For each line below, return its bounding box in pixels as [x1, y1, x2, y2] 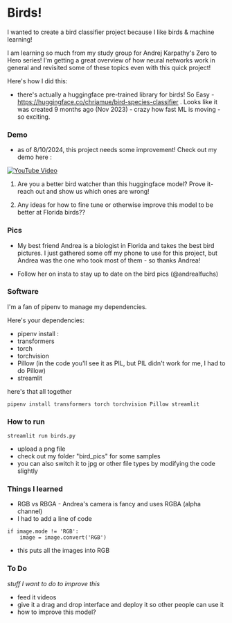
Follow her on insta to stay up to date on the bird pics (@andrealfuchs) [17, 269, 219, 278]
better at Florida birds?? [17, 208, 85, 217]
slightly [17, 467, 38, 475]
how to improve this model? [17, 608, 96, 616]
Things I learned [7, 484, 64, 494]
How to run [7, 417, 45, 426]
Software [7, 287, 39, 297]
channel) [17, 507, 43, 515]
